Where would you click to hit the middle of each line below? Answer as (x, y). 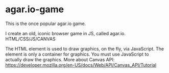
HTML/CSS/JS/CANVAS (30, 39)
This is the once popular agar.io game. (46, 23)
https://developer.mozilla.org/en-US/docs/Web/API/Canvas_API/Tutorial (81, 65)
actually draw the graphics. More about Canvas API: (60, 59)
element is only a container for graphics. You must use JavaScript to (77, 54)
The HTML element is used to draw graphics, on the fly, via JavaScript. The (85, 48)
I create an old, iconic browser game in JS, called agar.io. (66, 33)
